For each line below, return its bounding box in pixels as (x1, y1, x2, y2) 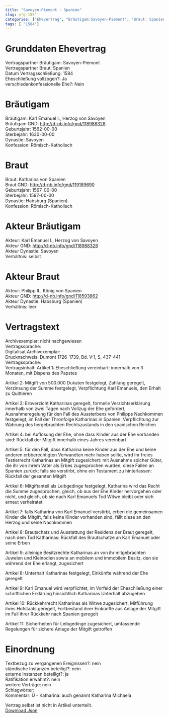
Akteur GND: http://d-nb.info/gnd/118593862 (5, 293, 98, 299)
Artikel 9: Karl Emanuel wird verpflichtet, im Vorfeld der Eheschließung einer (5, 585, 163, 591)
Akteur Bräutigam (5, 221, 81, 232)
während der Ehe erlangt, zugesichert (5, 560, 84, 566)
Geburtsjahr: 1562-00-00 (5, 126, 57, 132)
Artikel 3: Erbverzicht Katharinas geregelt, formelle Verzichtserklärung (5, 400, 151, 406)
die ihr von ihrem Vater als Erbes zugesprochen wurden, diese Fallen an (5, 462, 154, 468)
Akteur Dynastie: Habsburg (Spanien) (5, 298, 83, 304)
